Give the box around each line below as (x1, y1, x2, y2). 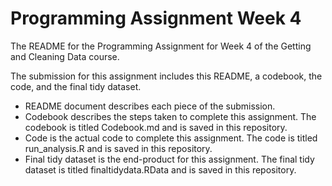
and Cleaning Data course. (10, 50, 120, 62)
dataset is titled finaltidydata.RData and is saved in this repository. (24, 163, 297, 176)
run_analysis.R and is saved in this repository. (24, 142, 213, 154)
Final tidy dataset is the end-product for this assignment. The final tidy (24, 153, 315, 165)
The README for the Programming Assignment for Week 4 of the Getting (10, 40, 312, 52)
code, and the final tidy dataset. (10, 80, 142, 92)
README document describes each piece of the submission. (24, 100, 276, 112)
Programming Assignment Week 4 (10, 7, 302, 30)
